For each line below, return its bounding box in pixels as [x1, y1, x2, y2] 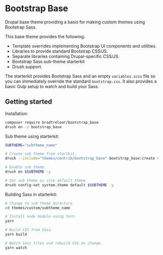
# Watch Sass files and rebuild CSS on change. [5, 240, 103, 246]
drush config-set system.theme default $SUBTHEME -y [5, 182, 114, 187]
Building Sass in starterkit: [5, 191, 57, 197]
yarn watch [5, 245, 27, 250]
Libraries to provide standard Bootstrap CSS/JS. [12, 48, 108, 54]
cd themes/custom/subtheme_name [5, 205, 70, 210]
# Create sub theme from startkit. [5, 151, 77, 156]
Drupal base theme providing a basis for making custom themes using [5, 19, 145, 25]
